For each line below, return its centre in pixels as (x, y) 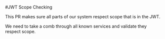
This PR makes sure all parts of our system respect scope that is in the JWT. (83, 17)
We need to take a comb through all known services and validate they (76, 26)
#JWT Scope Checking (29, 7)
